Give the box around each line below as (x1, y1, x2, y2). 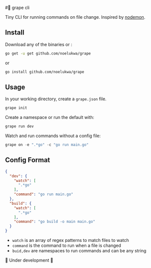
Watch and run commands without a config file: (5, 133, 101, 139)
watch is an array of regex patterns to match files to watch (12, 238, 129, 243)
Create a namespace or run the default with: (5, 115, 95, 120)
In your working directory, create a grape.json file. (5, 96, 107, 102)
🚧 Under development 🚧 (5, 257, 53, 263)
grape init (5, 106, 27, 111)
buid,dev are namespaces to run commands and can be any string (12, 248, 147, 254)
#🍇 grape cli (5, 5, 30, 10)
